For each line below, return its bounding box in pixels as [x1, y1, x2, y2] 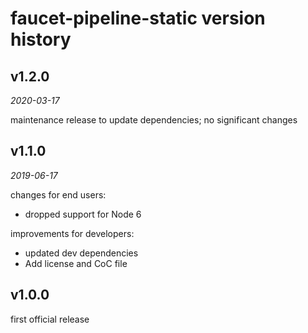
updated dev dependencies [24, 247, 139, 259]
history [10, 28, 72, 51]
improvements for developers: [10, 227, 135, 239]
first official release [10, 313, 90, 325]
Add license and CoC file [24, 257, 128, 269]
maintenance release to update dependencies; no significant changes [10, 114, 298, 126]
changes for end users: [10, 188, 107, 201]
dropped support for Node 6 [24, 208, 142, 220]
